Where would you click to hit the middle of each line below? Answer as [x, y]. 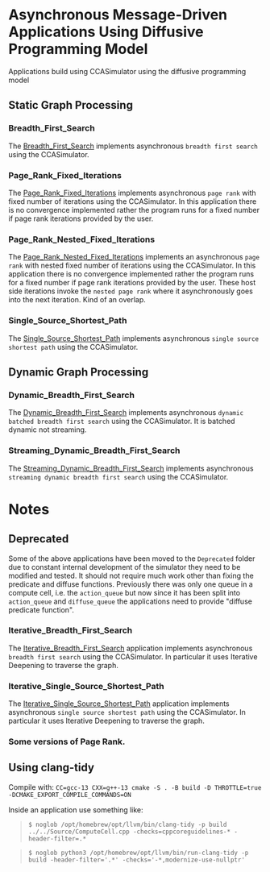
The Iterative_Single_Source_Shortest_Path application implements [119, 704]
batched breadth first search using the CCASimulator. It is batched [122, 421]
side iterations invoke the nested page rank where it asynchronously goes [131, 291]
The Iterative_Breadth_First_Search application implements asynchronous [131, 648]
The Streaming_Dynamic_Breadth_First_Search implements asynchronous [131, 468]
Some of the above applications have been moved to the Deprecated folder [132, 558]
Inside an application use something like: [76, 810]
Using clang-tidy [52, 768]
